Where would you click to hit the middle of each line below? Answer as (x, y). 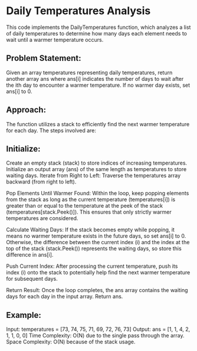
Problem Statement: (44, 58)
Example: (24, 315)
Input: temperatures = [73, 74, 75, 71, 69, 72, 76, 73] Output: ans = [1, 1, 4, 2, (98, 329)
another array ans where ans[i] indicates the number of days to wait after (95, 78)
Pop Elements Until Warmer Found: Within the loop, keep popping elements (98, 193)
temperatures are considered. (42, 218)
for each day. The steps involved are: (51, 130)
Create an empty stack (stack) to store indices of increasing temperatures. (97, 163)
